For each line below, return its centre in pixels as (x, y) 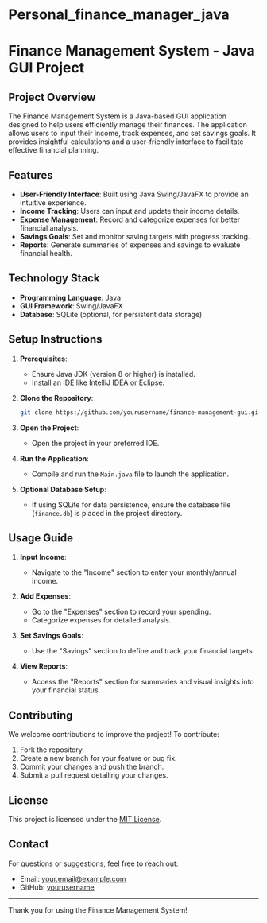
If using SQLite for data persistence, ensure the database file (131, 504)
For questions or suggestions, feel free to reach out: (93, 863)
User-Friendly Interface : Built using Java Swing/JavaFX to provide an (134, 194)
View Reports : (44, 666)
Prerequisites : (43, 359)
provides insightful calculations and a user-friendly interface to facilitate (126, 142)
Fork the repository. (52, 750)
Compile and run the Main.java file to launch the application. (130, 474)
